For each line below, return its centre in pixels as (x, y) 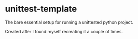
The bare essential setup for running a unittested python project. (69, 22)
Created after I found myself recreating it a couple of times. (64, 31)
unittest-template (41, 9)
